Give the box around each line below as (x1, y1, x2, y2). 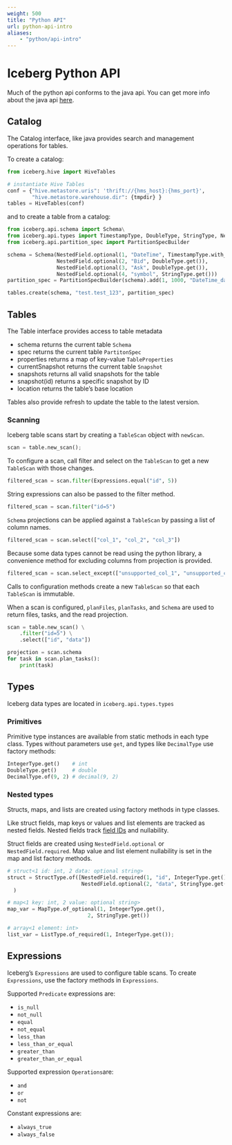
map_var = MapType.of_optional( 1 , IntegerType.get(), (7, 906, 166, 913)
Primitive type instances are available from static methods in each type (7, 732, 209, 741)
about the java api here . (7, 96, 75, 104)
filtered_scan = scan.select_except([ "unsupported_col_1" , (7, 570, 181, 577)
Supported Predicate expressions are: (7, 989, 116, 998)
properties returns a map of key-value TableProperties (17, 355, 174, 363)
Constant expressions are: (7, 1109, 82, 1117)
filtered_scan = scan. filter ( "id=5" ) (7, 503, 116, 510)
